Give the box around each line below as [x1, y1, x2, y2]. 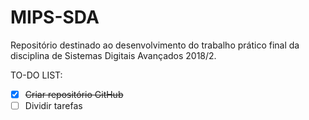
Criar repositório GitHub [24, 88, 124, 100]
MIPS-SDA [10, 6, 100, 29]
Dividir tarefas [24, 100, 83, 111]
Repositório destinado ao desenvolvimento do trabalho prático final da [10, 39, 300, 51]
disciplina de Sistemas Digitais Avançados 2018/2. [10, 49, 217, 61]
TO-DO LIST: [10, 69, 63, 81]
